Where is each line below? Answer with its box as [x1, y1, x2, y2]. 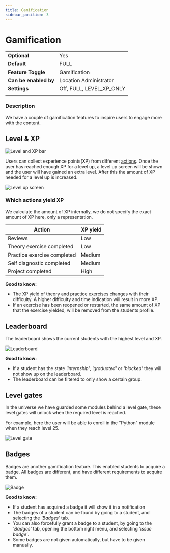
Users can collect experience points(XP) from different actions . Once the [5, 158, 158, 164]
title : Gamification [5, 7, 49, 13]
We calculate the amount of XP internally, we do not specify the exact [5, 208, 151, 215]
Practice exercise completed [8, 251, 76, 258]
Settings [8, 85, 29, 93]
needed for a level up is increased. [5, 174, 78, 180]
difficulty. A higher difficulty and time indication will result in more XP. [12, 296, 159, 302]
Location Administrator [59, 77, 114, 84]
